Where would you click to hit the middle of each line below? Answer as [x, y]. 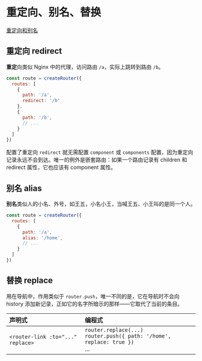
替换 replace [29, 280]
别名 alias [24, 188]
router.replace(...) [114, 330]
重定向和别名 [22, 30]
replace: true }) [109, 342]
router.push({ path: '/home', [128, 336]
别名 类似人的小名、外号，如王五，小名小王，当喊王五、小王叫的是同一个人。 [101, 204]
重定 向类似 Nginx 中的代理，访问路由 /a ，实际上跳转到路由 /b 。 [85, 66]
